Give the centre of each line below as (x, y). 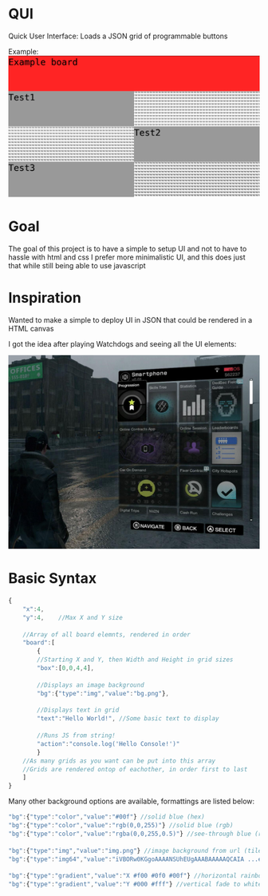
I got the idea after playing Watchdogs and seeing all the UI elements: (122, 343)
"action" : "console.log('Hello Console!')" (108, 743)
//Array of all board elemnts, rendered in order (107, 634)
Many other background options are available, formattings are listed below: (132, 801)
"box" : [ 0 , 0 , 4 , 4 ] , (65, 668)
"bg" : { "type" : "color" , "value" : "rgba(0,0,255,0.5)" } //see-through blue (130, 834)
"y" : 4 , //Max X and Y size (73, 617)
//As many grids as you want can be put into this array (119, 761)
